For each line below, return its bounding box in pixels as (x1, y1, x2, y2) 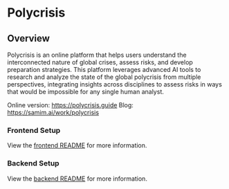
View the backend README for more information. (7, 174, 147, 183)
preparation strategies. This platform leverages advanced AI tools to (7, 66, 201, 73)
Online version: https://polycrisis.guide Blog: (7, 101, 134, 109)
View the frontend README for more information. (7, 141, 147, 150)
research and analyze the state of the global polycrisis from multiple (7, 73, 201, 81)
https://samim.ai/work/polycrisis (7, 109, 99, 116)
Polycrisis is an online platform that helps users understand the (7, 51, 187, 59)
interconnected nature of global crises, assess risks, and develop (7, 58, 194, 66)
